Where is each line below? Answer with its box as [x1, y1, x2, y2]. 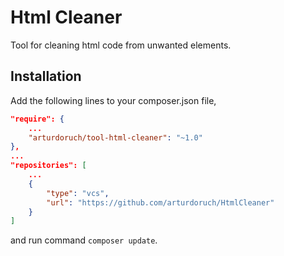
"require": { [10, 114, 65, 124]
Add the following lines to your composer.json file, [10, 94, 217, 106]
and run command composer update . [10, 234, 158, 246]
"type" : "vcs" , [46, 188, 110, 198]
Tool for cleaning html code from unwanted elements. [10, 39, 232, 51]
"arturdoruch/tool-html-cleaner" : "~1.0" [28, 132, 203, 143]
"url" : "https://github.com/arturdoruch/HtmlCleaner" [46, 197, 275, 208]
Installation [10, 68, 82, 85]
